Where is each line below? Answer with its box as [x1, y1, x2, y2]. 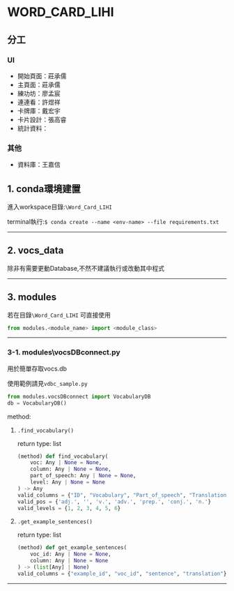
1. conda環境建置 [7, 183, 81, 195]
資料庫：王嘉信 [17, 160, 61, 169]
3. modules [7, 291, 57, 304]
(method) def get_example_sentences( [17, 544, 127, 551]
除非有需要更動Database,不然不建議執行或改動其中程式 [7, 264, 165, 272]
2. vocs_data [7, 245, 64, 257]
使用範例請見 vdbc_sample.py [7, 379, 88, 387]
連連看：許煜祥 [17, 98, 61, 106]
